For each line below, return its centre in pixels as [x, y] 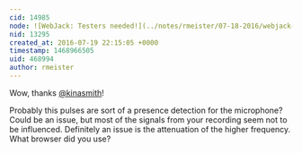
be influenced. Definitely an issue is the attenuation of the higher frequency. [150, 129]
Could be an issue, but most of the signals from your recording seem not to [148, 119]
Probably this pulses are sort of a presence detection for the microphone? [146, 110]
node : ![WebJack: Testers [58, 26]
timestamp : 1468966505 [52, 51]
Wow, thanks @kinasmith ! [57, 93]
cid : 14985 [30, 17]
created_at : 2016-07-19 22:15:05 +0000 [84, 42]
